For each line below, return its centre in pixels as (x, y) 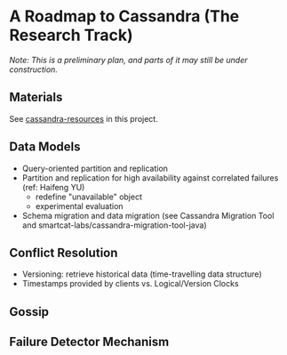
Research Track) (71, 35)
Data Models (45, 147)
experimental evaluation (79, 206)
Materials (36, 97)
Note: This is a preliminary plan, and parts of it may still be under (128, 60)
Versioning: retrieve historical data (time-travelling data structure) (142, 274)
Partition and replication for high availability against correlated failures (150, 177)
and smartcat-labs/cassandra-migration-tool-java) (114, 225)
